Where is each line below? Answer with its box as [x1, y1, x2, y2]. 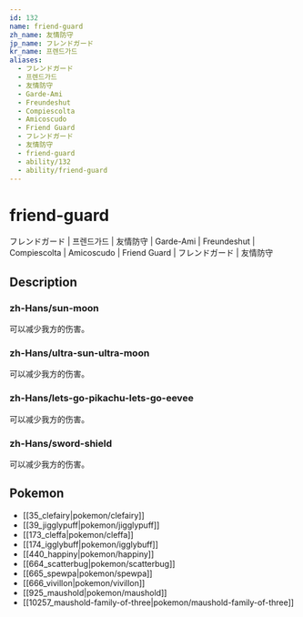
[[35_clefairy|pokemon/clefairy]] [22, 510, 146, 521]
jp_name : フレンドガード [9, 38, 94, 48]
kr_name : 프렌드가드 [9, 47, 78, 56]
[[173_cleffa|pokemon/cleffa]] [22, 529, 134, 540]
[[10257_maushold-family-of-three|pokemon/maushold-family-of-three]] [22, 597, 294, 608]
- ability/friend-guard [17, 166, 107, 175]
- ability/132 [17, 157, 71, 167]
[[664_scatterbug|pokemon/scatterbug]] [22, 558, 176, 569]
